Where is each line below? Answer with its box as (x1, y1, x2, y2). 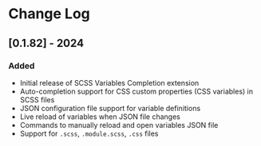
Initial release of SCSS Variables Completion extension (19, 78, 200, 87)
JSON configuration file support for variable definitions (19, 103, 201, 113)
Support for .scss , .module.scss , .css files (19, 129, 159, 138)
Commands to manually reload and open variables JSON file (19, 120, 219, 129)
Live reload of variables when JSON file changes (19, 112, 181, 121)
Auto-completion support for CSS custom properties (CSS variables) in (19, 86, 254, 96)
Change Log (8, 5, 90, 23)
